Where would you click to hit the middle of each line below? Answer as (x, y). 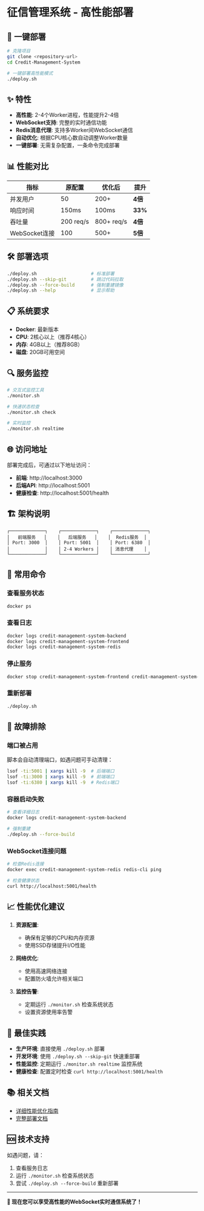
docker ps (19, 606)
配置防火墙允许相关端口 (54, 979)
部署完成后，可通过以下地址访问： (49, 465)
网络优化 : (27, 958)
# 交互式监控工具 (25, 390)
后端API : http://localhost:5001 (53, 485)
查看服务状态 (26, 593)
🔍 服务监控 (28, 373)
